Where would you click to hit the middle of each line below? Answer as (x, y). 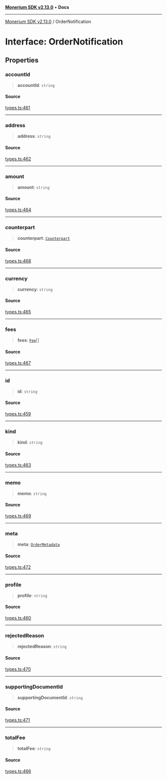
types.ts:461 (18, 108)
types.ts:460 (18, 618)
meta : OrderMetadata (39, 544)
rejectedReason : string (42, 647)
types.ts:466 (18, 771)
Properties (22, 60)
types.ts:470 (18, 669)
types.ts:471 (18, 720)
